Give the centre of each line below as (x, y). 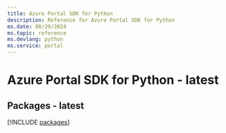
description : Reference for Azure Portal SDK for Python (91, 20)
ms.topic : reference (37, 33)
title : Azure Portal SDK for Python (60, 14)
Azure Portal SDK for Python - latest (113, 80)
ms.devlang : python (35, 39)
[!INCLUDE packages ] (38, 122)
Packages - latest (46, 106)
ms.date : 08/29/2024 (37, 26)
